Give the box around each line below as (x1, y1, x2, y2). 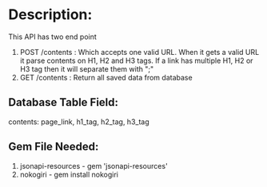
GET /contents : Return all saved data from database (19, 72, 193, 82)
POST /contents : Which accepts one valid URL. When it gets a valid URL (19, 47, 260, 56)
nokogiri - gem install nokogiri (19, 169, 118, 179)
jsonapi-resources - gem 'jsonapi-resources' (19, 161, 168, 170)
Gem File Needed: (8, 140, 99, 154)
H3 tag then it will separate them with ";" (19, 64, 154, 73)
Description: (8, 6, 93, 24)
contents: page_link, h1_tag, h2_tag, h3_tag (8, 117, 149, 127)
